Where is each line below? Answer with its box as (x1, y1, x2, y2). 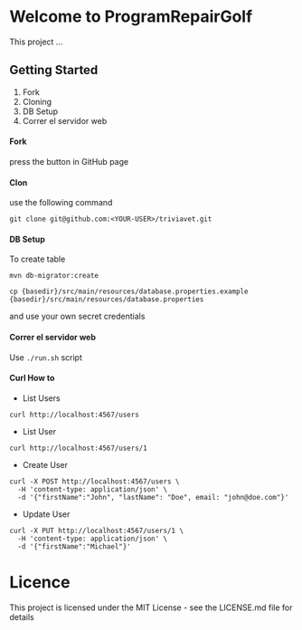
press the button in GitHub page (9, 156, 129, 167)
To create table (9, 253, 66, 264)
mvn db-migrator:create (9, 272, 99, 281)
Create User (22, 459, 69, 470)
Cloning (22, 96, 52, 107)
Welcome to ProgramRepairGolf (9, 6, 253, 27)
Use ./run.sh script (9, 351, 83, 363)
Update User (22, 509, 71, 520)
